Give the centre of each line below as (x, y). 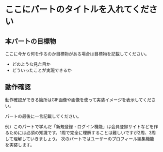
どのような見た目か (31, 64)
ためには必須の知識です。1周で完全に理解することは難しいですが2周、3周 (82, 133)
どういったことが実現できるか (42, 70)
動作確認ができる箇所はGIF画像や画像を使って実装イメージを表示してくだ (78, 99)
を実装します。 (20, 145)
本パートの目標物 (31, 41)
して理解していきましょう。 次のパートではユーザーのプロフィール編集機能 (80, 138)
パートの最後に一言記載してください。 (43, 116)
